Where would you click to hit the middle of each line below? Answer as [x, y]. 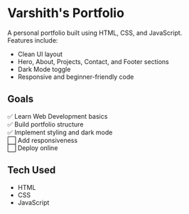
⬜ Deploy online [33, 148]
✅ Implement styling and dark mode [60, 132]
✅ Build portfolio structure [45, 124]
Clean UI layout [40, 54]
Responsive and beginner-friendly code [76, 77]
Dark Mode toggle [44, 69]
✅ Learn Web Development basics [58, 116]
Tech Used [32, 170]
